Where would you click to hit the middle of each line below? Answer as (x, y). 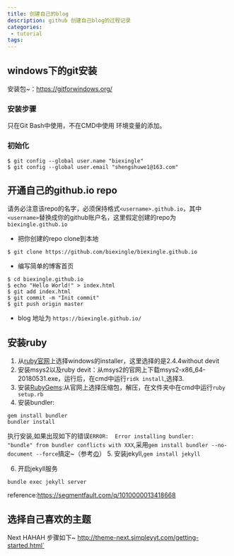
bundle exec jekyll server (47, 482)
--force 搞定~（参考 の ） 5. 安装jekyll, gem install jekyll (118, 454)
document (20, 454)
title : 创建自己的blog (38, 14)
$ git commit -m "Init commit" (53, 298)
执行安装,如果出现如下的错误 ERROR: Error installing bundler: (101, 436)
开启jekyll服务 (37, 469)
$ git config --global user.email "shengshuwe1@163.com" (93, 167)
